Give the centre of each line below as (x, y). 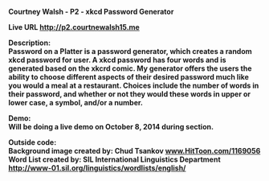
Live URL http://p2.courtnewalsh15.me (74, 27)
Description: (29, 43)
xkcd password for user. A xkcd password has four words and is (117, 60)
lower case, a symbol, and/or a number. (75, 103)
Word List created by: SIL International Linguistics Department (114, 159)
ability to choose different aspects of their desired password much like (128, 77)
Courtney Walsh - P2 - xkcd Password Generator (91, 12)
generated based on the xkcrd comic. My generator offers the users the (130, 68)
